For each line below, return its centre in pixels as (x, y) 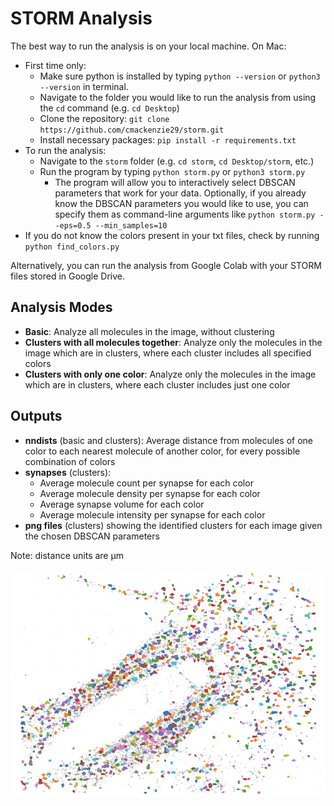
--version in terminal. (84, 86)
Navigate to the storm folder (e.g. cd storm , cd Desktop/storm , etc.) (177, 161)
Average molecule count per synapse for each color (146, 483)
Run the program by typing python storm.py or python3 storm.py (172, 171)
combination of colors (70, 461)
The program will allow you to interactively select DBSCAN (175, 182)
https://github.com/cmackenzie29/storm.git (132, 130)
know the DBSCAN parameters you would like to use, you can (181, 203)
